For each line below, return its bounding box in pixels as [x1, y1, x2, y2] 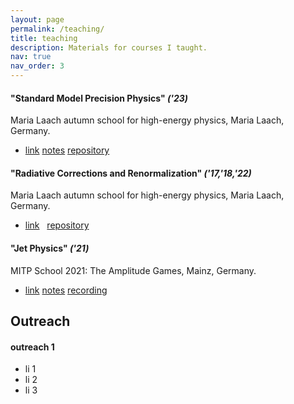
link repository [24, 219, 90, 231]
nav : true [10, 52, 52, 62]
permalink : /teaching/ [10, 24, 105, 34]
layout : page [10, 14, 65, 25]
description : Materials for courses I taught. [10, 42, 208, 53]
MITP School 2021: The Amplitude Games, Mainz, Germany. [10, 264, 257, 276]
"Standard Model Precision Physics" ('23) [10, 92, 189, 104]
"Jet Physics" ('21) [10, 242, 90, 254]
